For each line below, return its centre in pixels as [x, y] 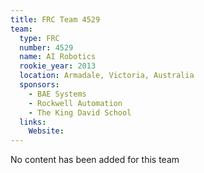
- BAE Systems [57, 94]
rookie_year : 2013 [58, 66]
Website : [46, 131]
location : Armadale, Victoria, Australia [107, 76]
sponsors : [39, 85]
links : [33, 122]
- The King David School [80, 112]
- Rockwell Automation [75, 103]
